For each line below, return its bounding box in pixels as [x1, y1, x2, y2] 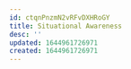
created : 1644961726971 [9, 47, 99, 56]
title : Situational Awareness [9, 22, 123, 30]
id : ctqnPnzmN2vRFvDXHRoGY [9, 13, 110, 22]
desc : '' [9, 30, 42, 39]
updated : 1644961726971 [9, 38, 99, 47]
